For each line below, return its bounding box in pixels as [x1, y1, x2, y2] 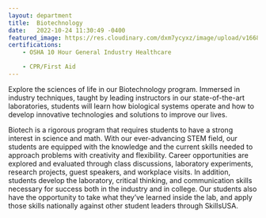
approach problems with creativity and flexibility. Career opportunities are [8, 150, 249, 159]
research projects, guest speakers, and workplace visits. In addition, [8, 167, 231, 177]
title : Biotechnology [8, 19, 83, 27]
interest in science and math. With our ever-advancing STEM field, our [8, 133, 237, 143]
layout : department [8, 11, 73, 20]
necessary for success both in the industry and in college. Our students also [8, 184, 257, 193]
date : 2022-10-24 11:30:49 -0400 [8, 26, 126, 34]
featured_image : [8, 33, 62, 42]
